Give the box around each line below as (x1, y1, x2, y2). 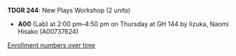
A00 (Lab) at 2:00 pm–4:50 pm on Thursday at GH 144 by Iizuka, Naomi (17, 20, 229, 28)
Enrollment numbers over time (7, 41, 96, 49)
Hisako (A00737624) (17, 28, 79, 35)
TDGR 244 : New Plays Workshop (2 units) (7, 6, 131, 14)
